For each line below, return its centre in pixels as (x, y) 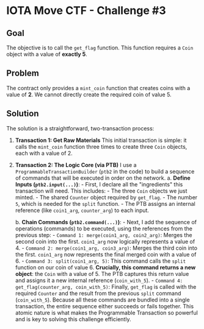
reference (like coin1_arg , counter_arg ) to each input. (82, 210)
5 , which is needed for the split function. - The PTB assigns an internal (105, 203)
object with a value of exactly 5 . (47, 54)
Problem (23, 73)
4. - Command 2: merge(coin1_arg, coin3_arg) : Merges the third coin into (106, 248)
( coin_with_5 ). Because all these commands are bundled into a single (103, 300)
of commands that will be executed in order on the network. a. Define (103, 178)
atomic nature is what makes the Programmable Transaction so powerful (107, 313)
